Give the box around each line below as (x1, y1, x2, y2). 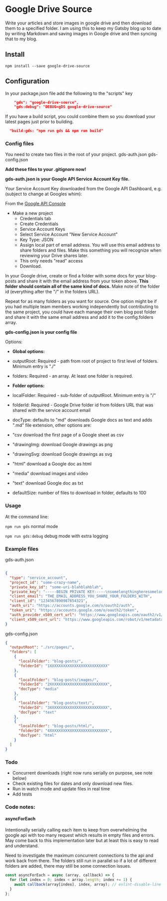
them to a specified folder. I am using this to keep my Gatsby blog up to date (5, 25, 162, 31)
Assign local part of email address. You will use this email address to (19, 242, 161, 248)
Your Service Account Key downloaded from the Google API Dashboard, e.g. (5, 186, 162, 192)
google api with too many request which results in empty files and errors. (5, 832, 155, 838)
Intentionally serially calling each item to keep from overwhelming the (5, 827, 148, 833)
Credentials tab (19, 216, 51, 222)
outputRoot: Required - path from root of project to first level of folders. (12, 358, 159, 364)
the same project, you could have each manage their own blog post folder (5, 309, 157, 315)
